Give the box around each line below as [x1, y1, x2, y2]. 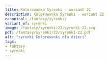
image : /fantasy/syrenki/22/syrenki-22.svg [5, 26, 96, 30]
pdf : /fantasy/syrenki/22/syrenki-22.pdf [5, 30, 91, 35]
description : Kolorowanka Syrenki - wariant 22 [5, 12, 105, 17]
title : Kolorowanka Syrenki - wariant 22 [5, 7, 91, 12]
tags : [5, 39, 16, 44]
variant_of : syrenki [5, 21, 48, 26]
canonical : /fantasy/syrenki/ [5, 16, 67, 21]
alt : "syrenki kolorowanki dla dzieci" [5, 35, 87, 40]
